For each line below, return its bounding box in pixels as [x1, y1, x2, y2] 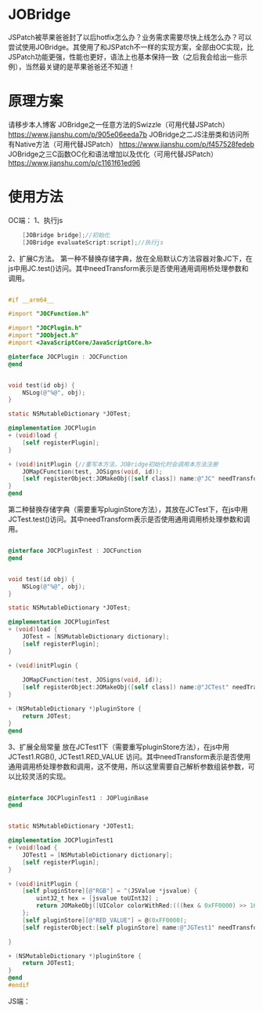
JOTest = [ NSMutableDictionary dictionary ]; [22, 633, 170, 641]
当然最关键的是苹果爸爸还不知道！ [24, 61, 135, 71]
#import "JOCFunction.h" [8, 310, 89, 318]
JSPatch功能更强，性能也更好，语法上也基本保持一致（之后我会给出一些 [8, 52, 241, 61]
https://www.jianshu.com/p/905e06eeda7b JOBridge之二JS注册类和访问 [8, 130, 243, 139]
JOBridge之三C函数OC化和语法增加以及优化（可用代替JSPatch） [8, 149, 218, 159]
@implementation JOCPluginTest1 [8, 836, 113, 845]
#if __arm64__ [8, 296, 55, 304]
